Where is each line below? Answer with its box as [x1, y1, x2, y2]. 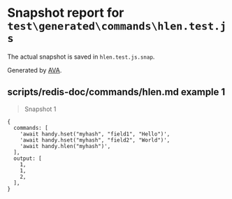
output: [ [13, 155, 42, 162]
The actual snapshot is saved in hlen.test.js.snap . [7, 52, 155, 61]
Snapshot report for [7, 5, 124, 21]
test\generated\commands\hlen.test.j [7, 20, 227, 33]
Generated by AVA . [7, 66, 62, 74]
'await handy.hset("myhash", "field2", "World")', [20, 136, 171, 144]
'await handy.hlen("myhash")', [20, 142, 111, 149]
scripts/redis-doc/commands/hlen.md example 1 [7, 86, 226, 98]
